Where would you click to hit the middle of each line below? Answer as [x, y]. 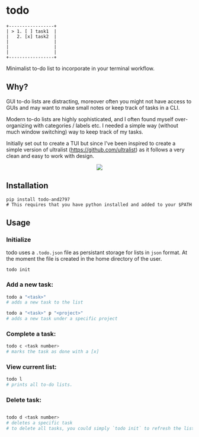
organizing [19, 125]
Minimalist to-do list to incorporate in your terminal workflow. [81, 68]
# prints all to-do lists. [39, 385]
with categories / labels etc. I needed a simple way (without [106, 125]
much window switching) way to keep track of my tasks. [75, 132]
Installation [27, 186]
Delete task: [24, 400]
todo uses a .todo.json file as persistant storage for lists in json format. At [97, 252]
